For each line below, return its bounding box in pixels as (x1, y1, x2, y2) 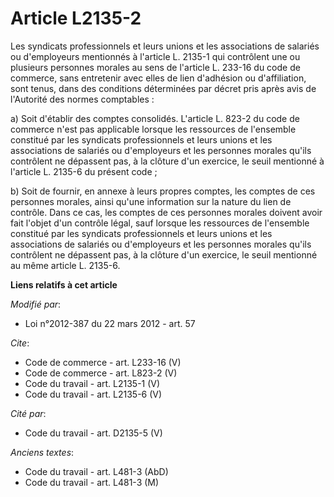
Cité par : (10, 407, 47, 419)
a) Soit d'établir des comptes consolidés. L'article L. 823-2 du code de (10, 112, 300, 124)
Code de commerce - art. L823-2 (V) (24, 367, 178, 379)
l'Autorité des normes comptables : (10, 93, 155, 105)
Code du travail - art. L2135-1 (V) (24, 377, 161, 389)
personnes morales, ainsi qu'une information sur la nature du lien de (10, 195, 292, 207)
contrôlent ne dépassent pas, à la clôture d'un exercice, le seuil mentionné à (10, 155, 325, 167)
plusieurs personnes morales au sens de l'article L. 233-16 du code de (10, 61, 301, 73)
